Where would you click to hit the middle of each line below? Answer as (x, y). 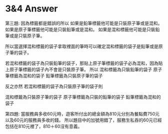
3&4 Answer (31, 9)
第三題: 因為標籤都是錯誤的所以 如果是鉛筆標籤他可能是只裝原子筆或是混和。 (84, 23)
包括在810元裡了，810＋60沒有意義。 (44, 126)
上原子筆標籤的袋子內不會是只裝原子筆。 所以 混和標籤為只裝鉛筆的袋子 (79, 69)
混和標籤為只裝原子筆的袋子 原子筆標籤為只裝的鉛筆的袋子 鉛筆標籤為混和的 (83, 97)
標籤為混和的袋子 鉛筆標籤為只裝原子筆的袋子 (56, 75)
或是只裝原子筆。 (27, 35)
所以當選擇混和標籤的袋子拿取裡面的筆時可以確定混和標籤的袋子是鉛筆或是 (82, 46)
